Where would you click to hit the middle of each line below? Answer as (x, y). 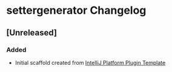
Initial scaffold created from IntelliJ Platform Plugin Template (90, 62)
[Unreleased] (32, 33)
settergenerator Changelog (76, 10)
